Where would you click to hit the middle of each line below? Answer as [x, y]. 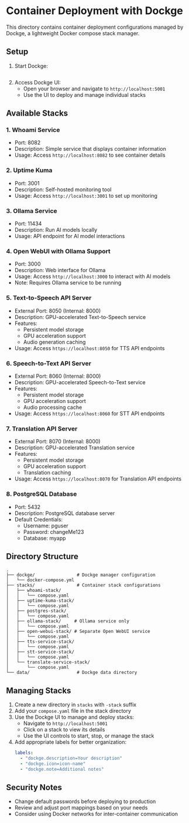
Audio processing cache [53, 407]
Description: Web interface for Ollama [60, 270]
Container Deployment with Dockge [94, 11]
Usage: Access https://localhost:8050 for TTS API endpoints [90, 348]
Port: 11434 [28, 223]
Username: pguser [46, 526]
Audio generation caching [54, 342]
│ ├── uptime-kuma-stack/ [40, 601]
